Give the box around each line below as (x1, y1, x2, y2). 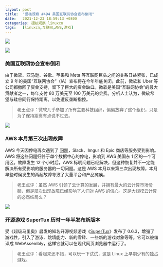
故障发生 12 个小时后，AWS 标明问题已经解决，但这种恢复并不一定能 (18, 159, 155, 165)
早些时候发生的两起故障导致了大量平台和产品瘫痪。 (5, 171, 108, 177)
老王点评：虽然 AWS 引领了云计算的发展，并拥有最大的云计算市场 (17, 182, 149, 187)
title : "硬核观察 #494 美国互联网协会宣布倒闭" (5, 12, 94, 17)
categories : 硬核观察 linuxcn (5, 20, 63, 26)
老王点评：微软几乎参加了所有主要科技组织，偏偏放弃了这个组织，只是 (17, 107, 158, 113)
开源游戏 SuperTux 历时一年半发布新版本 (5, 217, 101, 223)
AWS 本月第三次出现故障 (5, 135, 63, 142)
